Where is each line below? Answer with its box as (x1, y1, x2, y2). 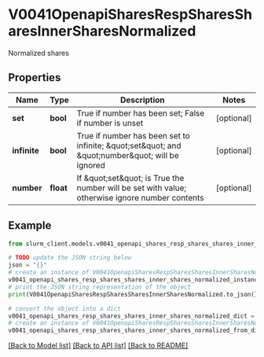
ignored (76, 160, 106, 171)
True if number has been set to (76, 130, 190, 141)
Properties (8, 71, 61, 84)
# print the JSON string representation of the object (8, 283, 192, 291)
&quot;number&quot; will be (76, 149, 179, 160)
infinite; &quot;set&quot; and (76, 140, 181, 151)
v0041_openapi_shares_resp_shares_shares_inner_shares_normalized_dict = (8, 312, 255, 320)
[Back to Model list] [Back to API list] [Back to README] (8, 340, 189, 351)
